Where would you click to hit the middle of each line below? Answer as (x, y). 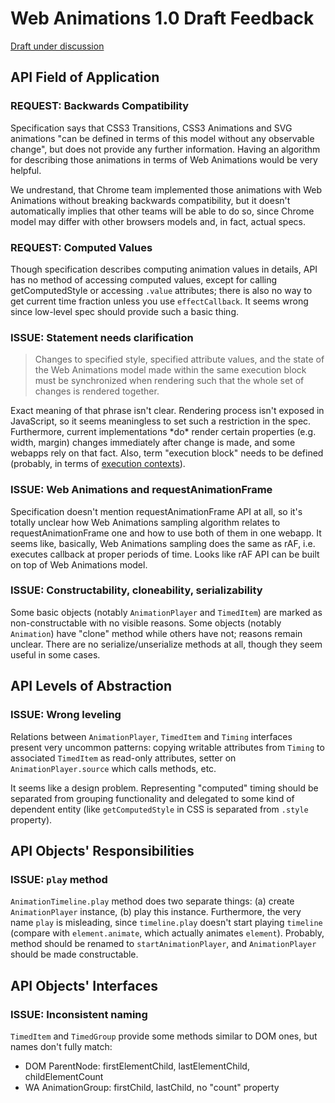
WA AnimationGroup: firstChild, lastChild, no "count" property (152, 1087)
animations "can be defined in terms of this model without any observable (162, 138)
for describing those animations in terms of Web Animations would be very (164, 159)
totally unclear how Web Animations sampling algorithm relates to (145, 522)
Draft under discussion (57, 46)
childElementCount (64, 1076)
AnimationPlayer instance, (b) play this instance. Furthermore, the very (156, 912)
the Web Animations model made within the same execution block (170, 370)
